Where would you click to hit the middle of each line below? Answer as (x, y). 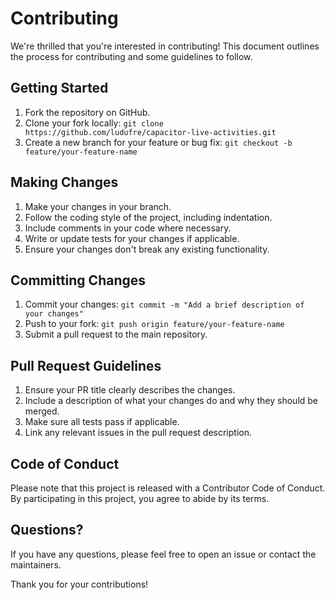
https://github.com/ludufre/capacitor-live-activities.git (150, 132)
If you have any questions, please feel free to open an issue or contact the (163, 554)
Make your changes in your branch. (98, 206)
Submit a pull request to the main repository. (116, 334)
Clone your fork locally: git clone (94, 123)
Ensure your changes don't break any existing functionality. (147, 249)
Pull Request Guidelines (86, 365)
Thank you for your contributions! (79, 584)
